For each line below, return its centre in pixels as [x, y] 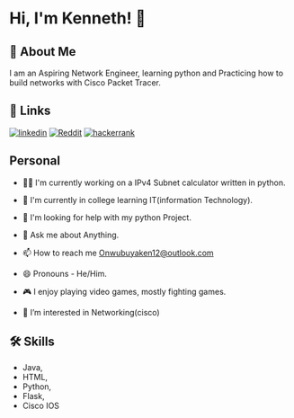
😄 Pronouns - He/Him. [65, 273]
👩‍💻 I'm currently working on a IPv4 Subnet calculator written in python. [154, 182]
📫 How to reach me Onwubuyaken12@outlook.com [118, 253]
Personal [35, 161]
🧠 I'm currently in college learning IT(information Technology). [138, 200]
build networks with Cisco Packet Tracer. [85, 83]
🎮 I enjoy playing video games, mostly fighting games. [124, 291]
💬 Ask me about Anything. [71, 235]
